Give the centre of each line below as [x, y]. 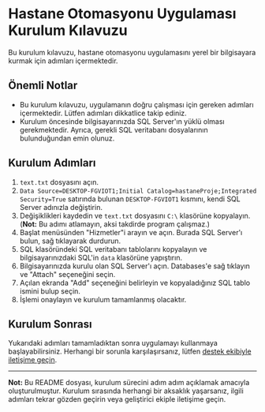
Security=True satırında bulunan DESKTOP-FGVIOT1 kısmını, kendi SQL [130, 199]
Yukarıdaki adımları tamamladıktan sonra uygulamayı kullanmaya [113, 343]
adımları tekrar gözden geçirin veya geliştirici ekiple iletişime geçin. [117, 399]
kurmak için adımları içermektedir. [63, 61]
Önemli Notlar [43, 86]
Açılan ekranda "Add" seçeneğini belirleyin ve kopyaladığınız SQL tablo [135, 283]
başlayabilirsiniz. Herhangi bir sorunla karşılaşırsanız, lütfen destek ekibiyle [130, 351]
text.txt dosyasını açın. [59, 182]
